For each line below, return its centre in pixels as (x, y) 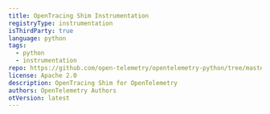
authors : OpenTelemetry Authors (62, 90)
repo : (17, 68)
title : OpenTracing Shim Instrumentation (79, 16)
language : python (37, 38)
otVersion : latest (39, 98)
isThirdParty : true (41, 31)
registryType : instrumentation (61, 23)
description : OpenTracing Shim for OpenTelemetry (93, 83)
